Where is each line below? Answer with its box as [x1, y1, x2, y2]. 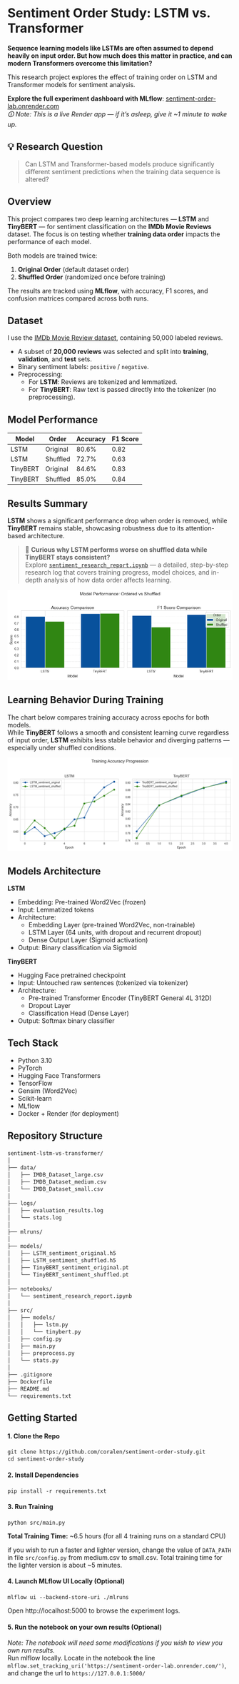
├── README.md [7, 1385, 50, 1393]
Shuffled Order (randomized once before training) [17, 273, 166, 281]
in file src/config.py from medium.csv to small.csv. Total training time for [7, 1553, 223, 1561]
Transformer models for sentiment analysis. [7, 80, 136, 89]
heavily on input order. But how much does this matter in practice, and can [7, 51, 233, 60]
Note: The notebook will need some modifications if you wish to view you [7, 1638, 223, 1647]
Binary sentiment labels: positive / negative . [17, 363, 150, 371]
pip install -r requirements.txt [7, 1487, 107, 1495]
